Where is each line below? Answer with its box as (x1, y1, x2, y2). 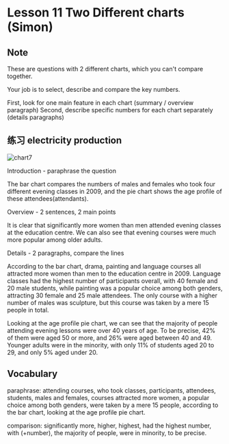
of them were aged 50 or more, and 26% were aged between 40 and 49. (7, 334, 213, 342)
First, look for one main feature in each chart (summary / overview (7, 99, 194, 107)
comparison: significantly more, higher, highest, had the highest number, (7, 421, 212, 430)
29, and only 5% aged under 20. (7, 348, 98, 356)
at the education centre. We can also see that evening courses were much (7, 228, 217, 236)
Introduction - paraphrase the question (7, 166, 117, 175)
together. (7, 72, 33, 80)
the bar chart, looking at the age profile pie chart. (7, 408, 146, 416)
